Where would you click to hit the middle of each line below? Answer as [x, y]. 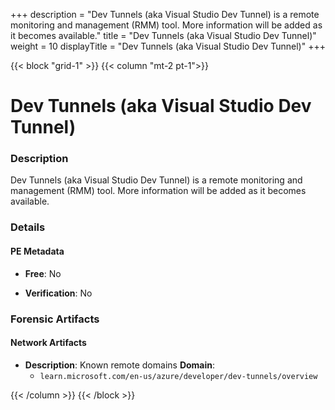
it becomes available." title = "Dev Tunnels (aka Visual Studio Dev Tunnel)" [163, 35]
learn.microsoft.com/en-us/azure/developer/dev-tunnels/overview [178, 376]
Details [28, 227]
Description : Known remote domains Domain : [120, 365]
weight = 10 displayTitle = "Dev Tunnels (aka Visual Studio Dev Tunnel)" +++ [168, 46]
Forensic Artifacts [55, 319]
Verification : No [58, 293]
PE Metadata [37, 251]
